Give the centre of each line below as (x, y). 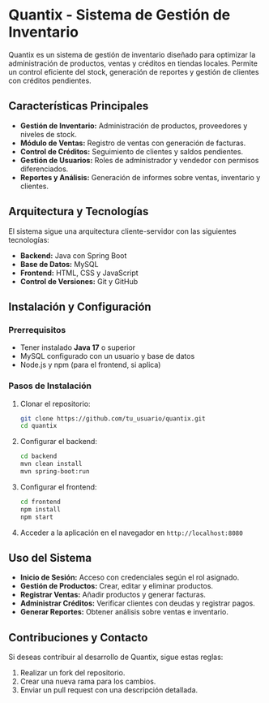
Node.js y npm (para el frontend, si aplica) (90, 365)
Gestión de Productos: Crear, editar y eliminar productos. (116, 586)
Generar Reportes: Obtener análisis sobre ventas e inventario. (124, 612)
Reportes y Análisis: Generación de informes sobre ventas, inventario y (140, 177)
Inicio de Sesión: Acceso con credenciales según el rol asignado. (130, 577)
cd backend (38, 456)
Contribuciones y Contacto (78, 638)
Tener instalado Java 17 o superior (78, 347)
